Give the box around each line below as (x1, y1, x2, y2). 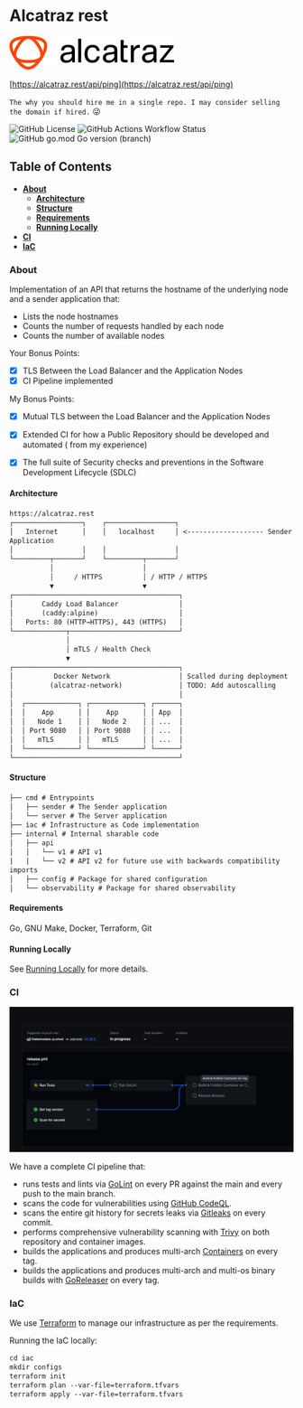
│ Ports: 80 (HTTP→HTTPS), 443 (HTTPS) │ (9, 617, 183, 626)
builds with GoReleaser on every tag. (22, 1274, 160, 1285)
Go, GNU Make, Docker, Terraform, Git (9, 923, 152, 934)
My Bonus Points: (9, 394, 75, 405)
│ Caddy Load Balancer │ (9, 599, 183, 608)
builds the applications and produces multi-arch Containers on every (22, 1245, 279, 1256)
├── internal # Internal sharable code (9, 829, 160, 839)
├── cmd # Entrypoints (9, 793, 95, 803)
